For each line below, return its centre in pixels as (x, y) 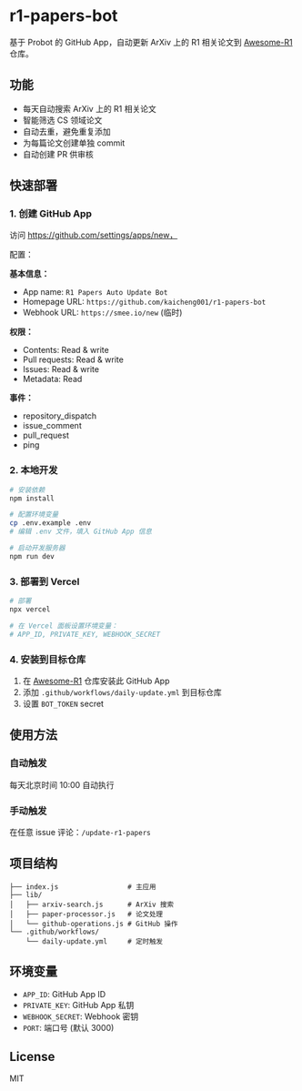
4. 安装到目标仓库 (48, 659)
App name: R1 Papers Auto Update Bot (95, 292)
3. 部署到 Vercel (45, 581)
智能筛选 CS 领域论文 (62, 120)
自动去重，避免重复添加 (66, 131)
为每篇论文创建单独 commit (74, 143)
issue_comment (52, 426)
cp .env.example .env (50, 523)
